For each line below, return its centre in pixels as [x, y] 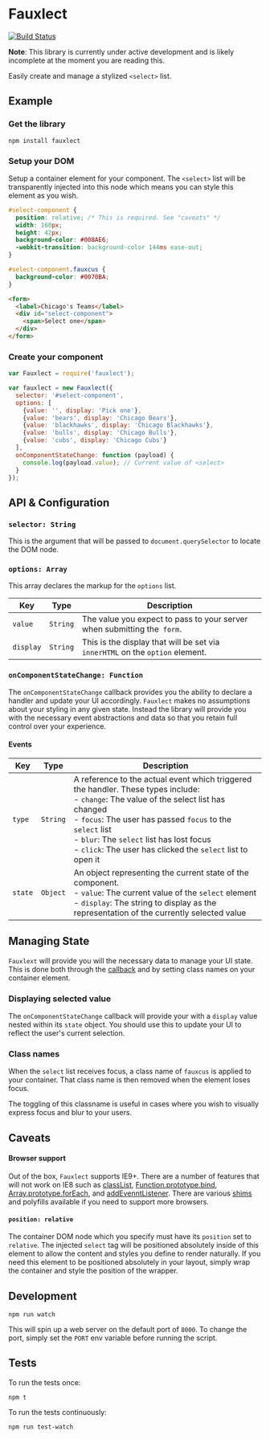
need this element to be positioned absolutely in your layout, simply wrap [129, 1262]
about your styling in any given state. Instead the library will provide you [127, 709]
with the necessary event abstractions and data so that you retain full [123, 717]
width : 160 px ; [39, 225]
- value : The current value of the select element [165, 893]
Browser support [37, 1159]
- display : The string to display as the [145, 902]
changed [90, 809]
